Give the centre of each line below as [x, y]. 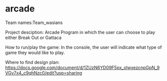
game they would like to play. [35, 52]
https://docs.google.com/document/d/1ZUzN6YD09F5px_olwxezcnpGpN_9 [83, 67]
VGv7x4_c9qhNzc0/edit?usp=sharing [44, 72]
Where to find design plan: [32, 62]
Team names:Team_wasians [34, 22]
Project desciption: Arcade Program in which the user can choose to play [80, 32]
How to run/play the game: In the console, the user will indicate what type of [83, 47]
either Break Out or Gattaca [33, 37]
